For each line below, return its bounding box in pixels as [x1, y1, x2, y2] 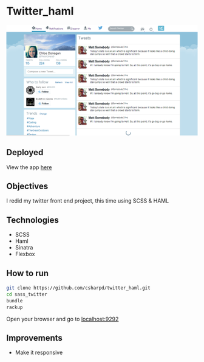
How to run [6, 268, 49, 278]
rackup [6, 304, 23, 310]
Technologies [6, 215, 59, 225]
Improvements [6, 333, 63, 343]
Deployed [6, 147, 44, 158]
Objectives [6, 181, 49, 192]
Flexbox [15, 251, 35, 258]
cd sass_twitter [6, 291, 47, 298]
